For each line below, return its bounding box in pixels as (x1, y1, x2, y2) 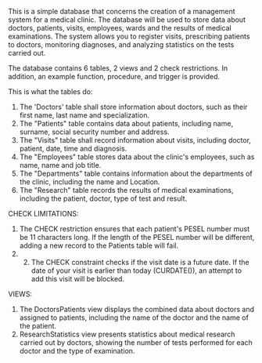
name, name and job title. (19, 161, 102, 169)
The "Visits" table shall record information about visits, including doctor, (19, 136, 252, 144)
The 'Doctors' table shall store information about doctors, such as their (19, 102, 248, 111)
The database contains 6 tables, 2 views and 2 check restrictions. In (8, 64, 228, 73)
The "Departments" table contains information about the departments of (19, 169, 253, 178)
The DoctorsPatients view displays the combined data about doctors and (19, 305, 255, 314)
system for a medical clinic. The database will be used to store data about (8, 15, 246, 24)
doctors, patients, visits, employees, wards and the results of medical (8, 24, 232, 32)
